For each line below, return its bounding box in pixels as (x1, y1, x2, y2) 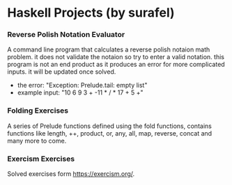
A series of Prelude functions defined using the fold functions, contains (7, 122, 212, 130)
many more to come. (7, 136, 67, 145)
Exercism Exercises (7, 154, 75, 163)
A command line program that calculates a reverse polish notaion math (7, 45, 210, 54)
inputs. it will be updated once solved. (7, 67, 116, 76)
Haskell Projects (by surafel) (7, 5, 176, 21)
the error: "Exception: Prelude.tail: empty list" (17, 81, 148, 90)
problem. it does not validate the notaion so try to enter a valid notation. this (7, 53, 225, 61)
